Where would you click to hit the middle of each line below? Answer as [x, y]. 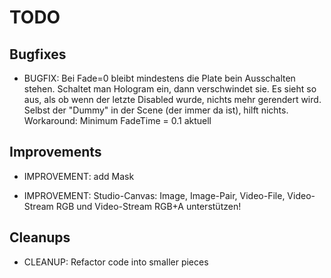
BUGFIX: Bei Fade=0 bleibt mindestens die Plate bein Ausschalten [159, 78]
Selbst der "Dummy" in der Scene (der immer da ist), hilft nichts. [156, 110]
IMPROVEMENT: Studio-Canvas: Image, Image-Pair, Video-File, [154, 195]
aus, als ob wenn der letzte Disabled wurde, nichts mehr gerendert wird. [172, 99]
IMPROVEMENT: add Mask [79, 176]
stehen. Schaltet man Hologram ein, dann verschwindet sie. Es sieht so [170, 89]
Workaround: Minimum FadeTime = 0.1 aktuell [117, 120]
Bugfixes [38, 54]
